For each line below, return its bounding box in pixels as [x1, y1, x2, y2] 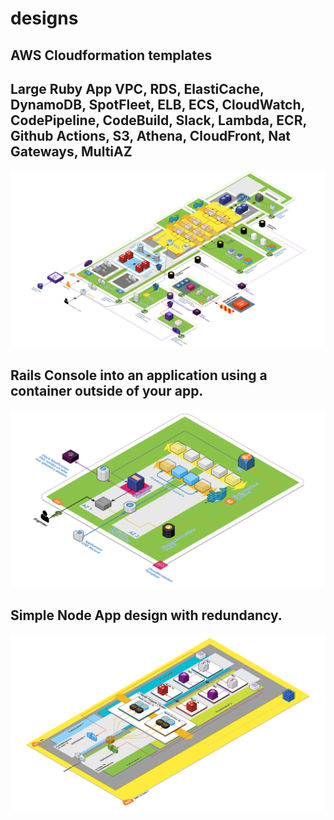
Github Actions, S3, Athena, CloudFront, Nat [10, 127, 292, 144]
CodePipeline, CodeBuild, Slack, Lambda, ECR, [10, 112, 307, 129]
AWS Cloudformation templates [10, 47, 213, 64]
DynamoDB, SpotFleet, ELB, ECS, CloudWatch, [10, 96, 305, 113]
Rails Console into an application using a [10, 367, 268, 384]
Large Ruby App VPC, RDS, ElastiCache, [10, 80, 265, 97]
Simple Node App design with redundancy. [10, 607, 283, 624]
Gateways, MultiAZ [10, 143, 133, 160]
